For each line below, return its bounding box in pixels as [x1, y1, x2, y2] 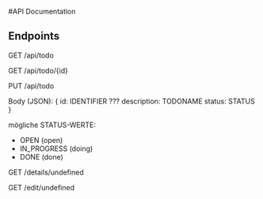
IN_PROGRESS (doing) [19, 144, 93, 153]
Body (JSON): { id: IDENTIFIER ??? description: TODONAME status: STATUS [8, 96, 255, 106]
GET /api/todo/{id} [8, 66, 69, 75]
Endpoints [8, 29, 60, 43]
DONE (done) [19, 152, 63, 161]
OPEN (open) [19, 135, 63, 145]
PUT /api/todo [8, 81, 55, 90]
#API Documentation [8, 7, 76, 16]
